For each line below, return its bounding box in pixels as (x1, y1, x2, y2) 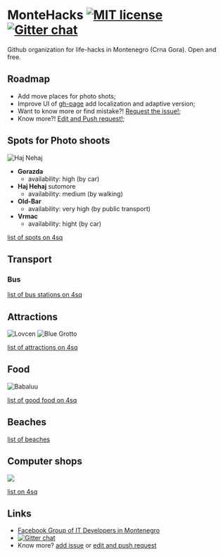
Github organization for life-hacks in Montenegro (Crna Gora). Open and (7, 45, 217, 53)
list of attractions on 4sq (7, 343, 78, 352)
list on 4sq (7, 487, 38, 495)
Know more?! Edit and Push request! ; (17, 114, 125, 122)
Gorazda (17, 167, 44, 175)
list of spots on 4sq (7, 233, 63, 241)
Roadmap (7, 73, 51, 85)
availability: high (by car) (27, 175, 100, 183)
